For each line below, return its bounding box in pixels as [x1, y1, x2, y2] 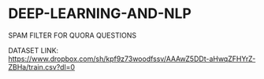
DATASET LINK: [8, 45, 59, 55]
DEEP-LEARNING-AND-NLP [8, 5, 191, 23]
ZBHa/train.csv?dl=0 [8, 62, 76, 71]
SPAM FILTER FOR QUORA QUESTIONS [8, 31, 136, 40]
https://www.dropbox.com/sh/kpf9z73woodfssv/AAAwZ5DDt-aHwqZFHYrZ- [8, 54, 256, 63]
